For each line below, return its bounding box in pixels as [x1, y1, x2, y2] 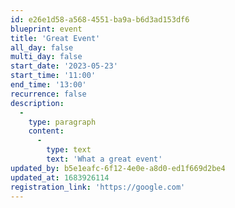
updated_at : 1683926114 [10, 172, 110, 183]
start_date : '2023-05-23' [10, 61, 118, 71]
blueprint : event [10, 24, 83, 34]
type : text [46, 145, 92, 155]
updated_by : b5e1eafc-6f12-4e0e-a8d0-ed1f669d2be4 [10, 163, 226, 173]
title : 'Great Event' [10, 33, 101, 43]
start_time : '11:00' [10, 71, 97, 81]
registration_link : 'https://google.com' [10, 182, 186, 192]
